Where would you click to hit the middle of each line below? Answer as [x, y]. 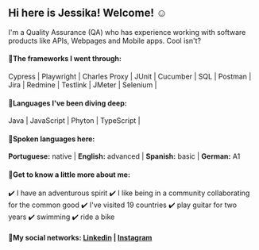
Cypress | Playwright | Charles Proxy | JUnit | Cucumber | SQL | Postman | [130, 77]
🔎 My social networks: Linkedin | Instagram [80, 238]
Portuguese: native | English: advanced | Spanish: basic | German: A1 [124, 156]
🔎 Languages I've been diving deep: [68, 103]
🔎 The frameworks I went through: [65, 59]
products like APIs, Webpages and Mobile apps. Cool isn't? [104, 40]
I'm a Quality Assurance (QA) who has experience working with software [127, 32]
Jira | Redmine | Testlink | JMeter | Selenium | [83, 85]
